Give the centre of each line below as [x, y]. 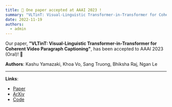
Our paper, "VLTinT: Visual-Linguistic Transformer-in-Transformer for [81, 43]
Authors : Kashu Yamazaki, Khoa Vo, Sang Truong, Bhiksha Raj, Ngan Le [81, 64]
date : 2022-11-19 [24, 19]
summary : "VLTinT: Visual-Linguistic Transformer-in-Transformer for [81, 15]
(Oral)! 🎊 [14, 55]
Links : [12, 79]
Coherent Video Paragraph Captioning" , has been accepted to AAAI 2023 [84, 49]
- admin [18, 29]
